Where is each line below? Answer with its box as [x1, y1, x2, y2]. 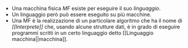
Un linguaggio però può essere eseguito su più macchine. [11, 11, 152, 18]
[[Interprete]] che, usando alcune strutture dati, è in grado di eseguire [11, 23, 180, 30]
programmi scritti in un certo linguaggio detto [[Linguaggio [11, 29, 154, 36]
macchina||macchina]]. [11, 36, 68, 42]
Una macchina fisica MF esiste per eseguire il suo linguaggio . [11, 5, 161, 12]
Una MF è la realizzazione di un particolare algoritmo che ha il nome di [11, 17, 183, 24]
